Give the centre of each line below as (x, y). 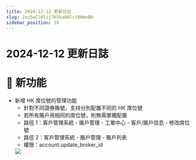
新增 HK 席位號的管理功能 (46, 100)
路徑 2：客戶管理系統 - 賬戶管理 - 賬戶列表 (75, 137)
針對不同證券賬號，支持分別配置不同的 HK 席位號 (83, 107)
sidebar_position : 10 (33, 22)
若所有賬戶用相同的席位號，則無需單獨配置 (75, 115)
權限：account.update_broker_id (63, 145)
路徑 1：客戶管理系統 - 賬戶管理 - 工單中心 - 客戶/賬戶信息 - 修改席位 (107, 122)
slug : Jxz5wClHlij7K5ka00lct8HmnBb (50, 17)
